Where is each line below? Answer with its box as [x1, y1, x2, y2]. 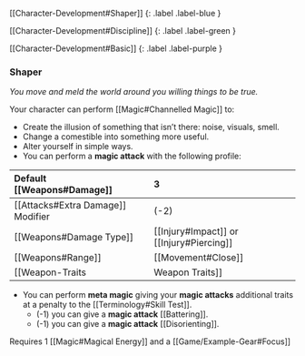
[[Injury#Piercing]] [153, 237, 233, 249]
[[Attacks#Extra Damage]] [14, 199, 127, 212]
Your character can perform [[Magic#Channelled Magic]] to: [9, 104, 235, 115]
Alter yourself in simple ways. [22, 141, 133, 152]
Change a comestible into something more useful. [22, 131, 210, 142]
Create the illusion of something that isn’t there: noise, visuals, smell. [22, 122, 280, 133]
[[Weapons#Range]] [14, 251, 102, 264]
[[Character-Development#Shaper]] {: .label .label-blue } [9, 8, 221, 18]
